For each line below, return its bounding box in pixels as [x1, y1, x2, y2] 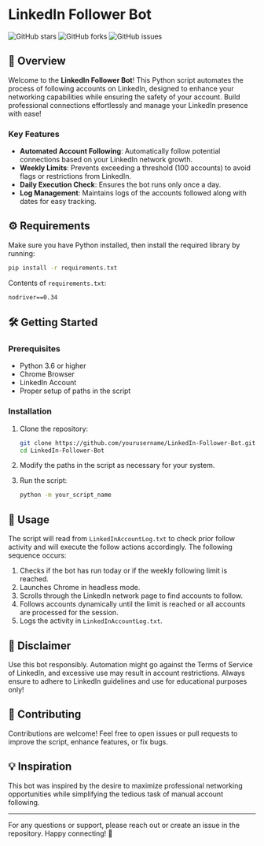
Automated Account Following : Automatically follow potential [19, 147, 221, 156]
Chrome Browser [19, 369, 75, 379]
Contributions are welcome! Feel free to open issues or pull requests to [8, 729, 238, 738]
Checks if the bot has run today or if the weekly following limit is [19, 566, 228, 576]
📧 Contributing [8, 707, 82, 722]
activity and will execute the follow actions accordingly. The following [8, 542, 233, 552]
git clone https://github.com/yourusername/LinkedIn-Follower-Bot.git [19, 439, 256, 447]
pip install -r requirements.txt [8, 264, 118, 272]
